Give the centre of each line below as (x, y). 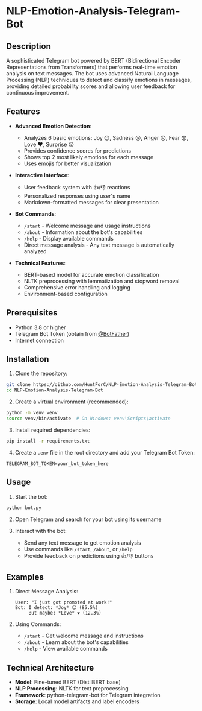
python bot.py (24, 508)
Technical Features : (40, 263)
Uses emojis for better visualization (68, 163)
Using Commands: (38, 624)
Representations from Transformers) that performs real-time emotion (92, 67)
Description (29, 46)
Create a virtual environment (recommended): (72, 402)
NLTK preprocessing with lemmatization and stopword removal (102, 281)
